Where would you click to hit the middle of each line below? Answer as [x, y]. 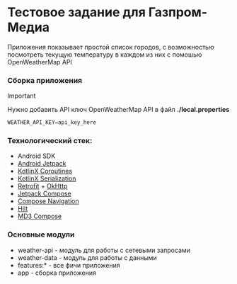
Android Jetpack [42, 164]
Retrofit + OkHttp [42, 186]
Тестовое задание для [77, 12]
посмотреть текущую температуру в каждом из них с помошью [105, 55]
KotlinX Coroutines [45, 171]
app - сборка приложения [57, 273]
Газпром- [178, 12]
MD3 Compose [40, 216]
